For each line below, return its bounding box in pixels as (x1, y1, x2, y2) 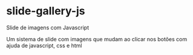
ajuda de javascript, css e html (6, 42, 82, 49)
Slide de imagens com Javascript (6, 24, 90, 31)
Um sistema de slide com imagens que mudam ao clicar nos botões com (6, 35, 188, 42)
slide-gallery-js (6, 4, 86, 18)
